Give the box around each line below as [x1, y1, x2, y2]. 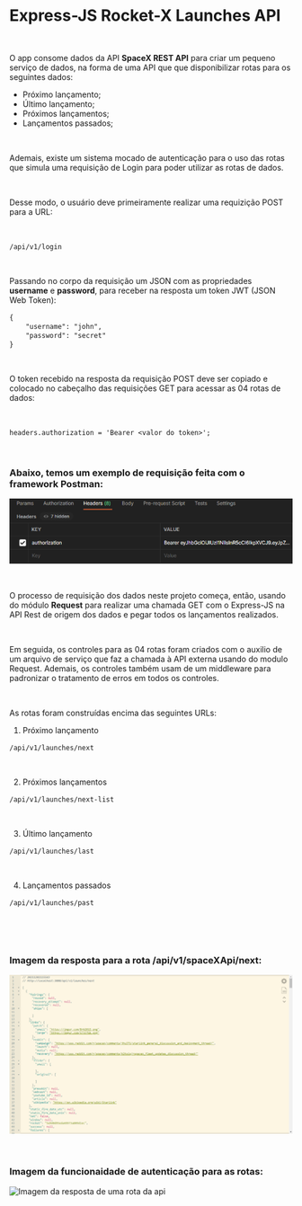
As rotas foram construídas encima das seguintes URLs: [9, 707, 218, 719]
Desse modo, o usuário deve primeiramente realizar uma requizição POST [9, 197, 284, 208]
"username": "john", [25, 322, 102, 331]
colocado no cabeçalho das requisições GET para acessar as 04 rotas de [9, 383, 281, 394]
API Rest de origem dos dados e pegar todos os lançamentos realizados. [9, 609, 279, 620]
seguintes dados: [9, 71, 74, 82]
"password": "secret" [25, 331, 106, 340]
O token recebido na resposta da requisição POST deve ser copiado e [9, 373, 268, 384]
